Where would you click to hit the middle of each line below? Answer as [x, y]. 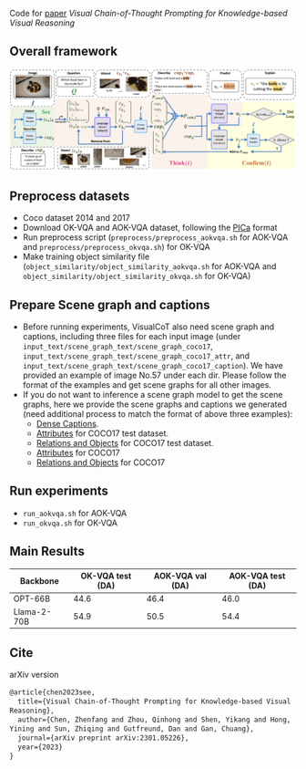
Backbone [39, 581]
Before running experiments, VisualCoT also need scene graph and [148, 327]
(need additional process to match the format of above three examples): [158, 414]
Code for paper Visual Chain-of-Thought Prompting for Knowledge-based [149, 13]
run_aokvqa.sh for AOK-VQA [75, 513]
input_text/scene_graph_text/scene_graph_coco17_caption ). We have [153, 366]
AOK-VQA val [180, 576]
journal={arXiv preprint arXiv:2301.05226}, [103, 738]
